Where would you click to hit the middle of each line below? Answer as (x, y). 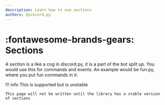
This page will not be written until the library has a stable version (82, 94)
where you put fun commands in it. (42, 75)
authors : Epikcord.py (28, 15)
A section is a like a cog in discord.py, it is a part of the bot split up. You (80, 64)
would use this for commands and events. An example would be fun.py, (80, 70)
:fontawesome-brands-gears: (70, 40)
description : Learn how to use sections (49, 10)
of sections (18, 98)
